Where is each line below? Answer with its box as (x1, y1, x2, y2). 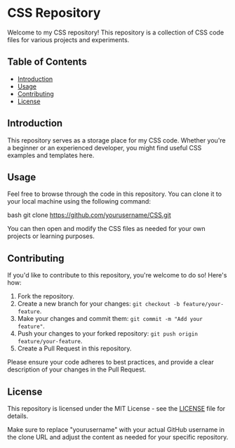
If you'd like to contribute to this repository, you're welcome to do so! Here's (7, 271, 227, 279)
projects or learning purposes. (7, 232, 95, 240)
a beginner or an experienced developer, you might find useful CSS (7, 143, 202, 152)
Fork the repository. (17, 292, 75, 301)
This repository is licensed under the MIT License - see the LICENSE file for (7, 404, 226, 412)
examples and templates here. (7, 151, 95, 159)
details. (7, 412, 29, 420)
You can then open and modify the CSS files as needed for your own (7, 225, 206, 233)
